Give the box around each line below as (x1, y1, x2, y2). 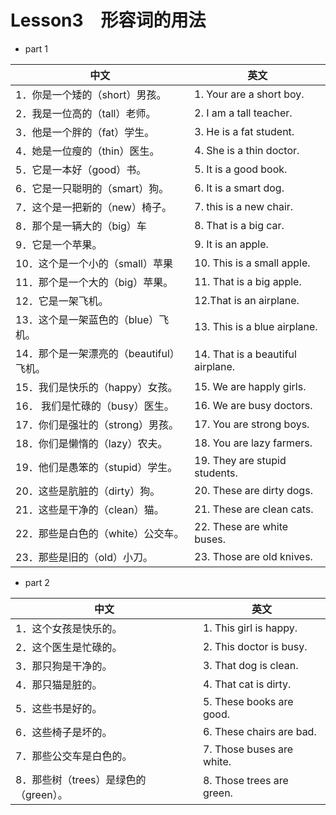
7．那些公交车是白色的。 (15, 749, 133, 763)
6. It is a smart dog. (194, 181, 285, 195)
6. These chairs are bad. (202, 724, 317, 738)
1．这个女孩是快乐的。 (15, 621, 123, 635)
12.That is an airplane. (194, 293, 300, 307)
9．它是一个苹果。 (15, 237, 103, 251)
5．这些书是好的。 (15, 701, 103, 715)
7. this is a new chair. (194, 199, 294, 213)
